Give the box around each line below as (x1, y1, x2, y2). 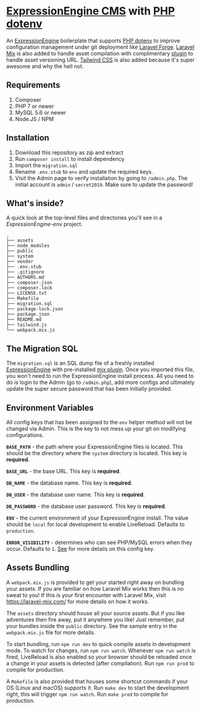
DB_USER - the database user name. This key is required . (6, 491, 145, 498)
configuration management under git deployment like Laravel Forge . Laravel (6, 43, 195, 51)
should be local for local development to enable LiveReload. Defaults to (6, 521, 185, 528)
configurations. (6, 432, 44, 438)
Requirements (6, 80, 60, 90)
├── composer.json (6, 280, 52, 286)
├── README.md (6, 316, 42, 323)
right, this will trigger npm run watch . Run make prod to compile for (6, 690, 169, 697)
